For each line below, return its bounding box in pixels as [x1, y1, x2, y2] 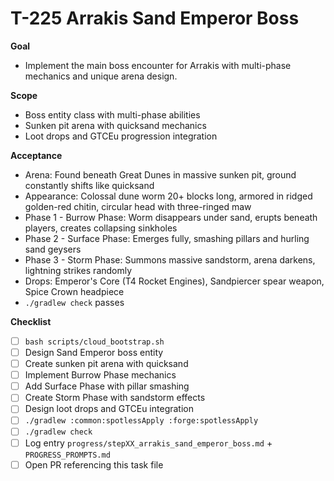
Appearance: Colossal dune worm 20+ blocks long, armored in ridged [24, 190, 313, 202]
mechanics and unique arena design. [24, 70, 178, 82]
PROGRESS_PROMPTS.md [24, 450, 111, 460]
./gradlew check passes [24, 296, 125, 308]
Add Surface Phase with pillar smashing [24, 380, 190, 392]
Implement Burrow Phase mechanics [24, 369, 177, 381]
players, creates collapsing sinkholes [24, 222, 178, 234]
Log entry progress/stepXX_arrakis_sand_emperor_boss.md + [24, 437, 273, 449]
